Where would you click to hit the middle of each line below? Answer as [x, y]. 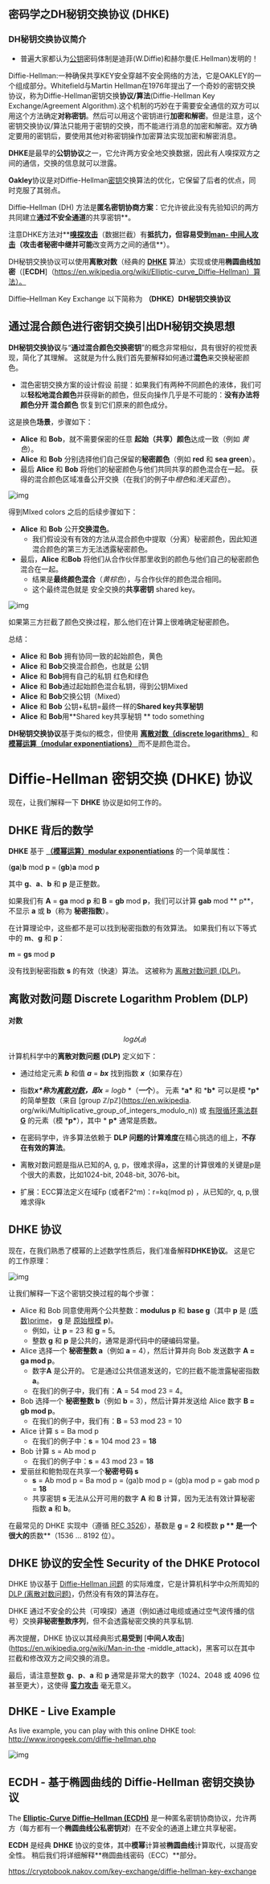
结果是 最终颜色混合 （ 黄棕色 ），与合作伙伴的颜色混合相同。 [129, 579]
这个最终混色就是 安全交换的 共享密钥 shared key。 [115, 589]
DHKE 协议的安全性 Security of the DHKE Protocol [134, 1564]
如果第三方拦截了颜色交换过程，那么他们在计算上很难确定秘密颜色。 [121, 622]
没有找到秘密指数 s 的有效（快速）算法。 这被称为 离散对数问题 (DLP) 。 [127, 971]
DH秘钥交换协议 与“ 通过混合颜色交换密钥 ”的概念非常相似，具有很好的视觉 [129, 347]
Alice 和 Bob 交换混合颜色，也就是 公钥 [84, 666]
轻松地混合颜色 [52, 394]
